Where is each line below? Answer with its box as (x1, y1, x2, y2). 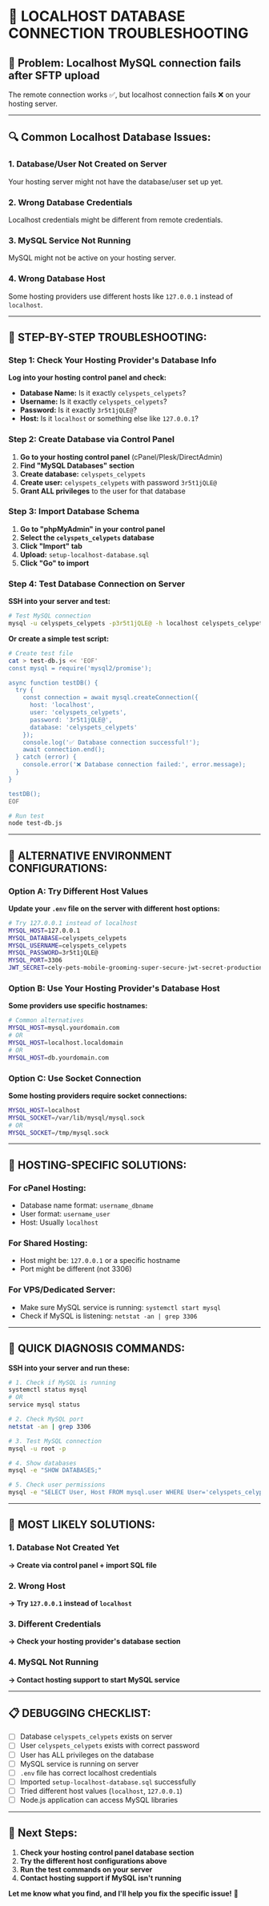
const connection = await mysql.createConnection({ (22, 694, 199, 702)
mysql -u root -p (8, 1445, 66, 1453)
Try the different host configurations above (19, 1856, 167, 1865)
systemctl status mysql (8, 1385, 88, 1394)
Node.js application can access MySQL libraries (19, 1795, 179, 1804)
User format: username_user (19, 1209, 110, 1219)
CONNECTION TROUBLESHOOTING (8, 24, 249, 42)
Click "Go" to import (19, 558, 90, 568)
